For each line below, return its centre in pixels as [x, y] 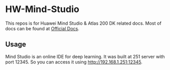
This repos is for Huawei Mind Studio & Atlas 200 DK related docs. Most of [83, 23]
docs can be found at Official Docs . [42, 28]
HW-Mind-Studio [42, 9]
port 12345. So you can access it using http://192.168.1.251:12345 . [74, 62]
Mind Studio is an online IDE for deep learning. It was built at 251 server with [85, 56]
